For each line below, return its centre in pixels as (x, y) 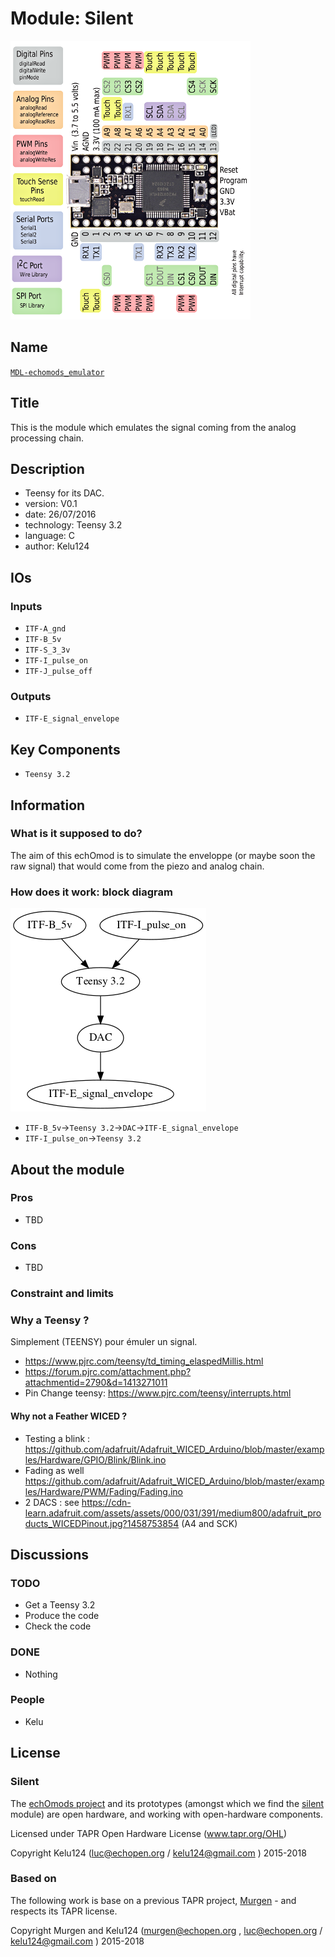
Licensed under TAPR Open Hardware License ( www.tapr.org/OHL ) (149, 1833)
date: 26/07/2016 (60, 514)
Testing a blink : (57, 1438)
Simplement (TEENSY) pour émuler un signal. (104, 1342)
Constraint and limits (62, 1294)
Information (48, 805)
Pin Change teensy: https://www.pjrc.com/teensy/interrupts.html (158, 1393)
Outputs (31, 696)
